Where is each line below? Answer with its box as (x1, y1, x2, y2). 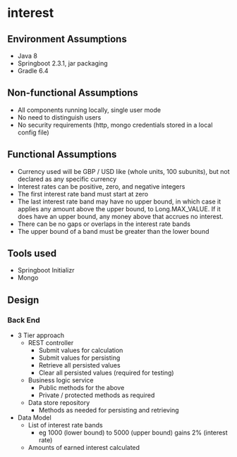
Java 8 (17, 51, 37, 60)
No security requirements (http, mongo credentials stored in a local (17, 120, 213, 129)
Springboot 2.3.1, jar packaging (17, 59, 108, 68)
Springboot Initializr (17, 266, 75, 275)
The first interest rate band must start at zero (17, 189, 149, 198)
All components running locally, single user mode (17, 106, 161, 114)
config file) (17, 128, 49, 137)
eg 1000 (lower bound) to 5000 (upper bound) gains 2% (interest (38, 428, 228, 437)
